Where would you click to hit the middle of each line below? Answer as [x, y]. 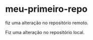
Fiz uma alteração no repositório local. [45, 32]
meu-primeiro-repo [46, 9]
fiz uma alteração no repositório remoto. [47, 23]
